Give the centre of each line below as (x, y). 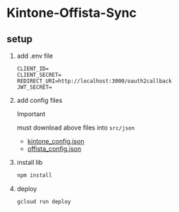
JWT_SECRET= (34, 87)
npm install (34, 175)
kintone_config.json (56, 141)
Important (31, 114)
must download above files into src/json (76, 127)
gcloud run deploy (44, 201)
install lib (30, 162)
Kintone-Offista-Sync (72, 13)
